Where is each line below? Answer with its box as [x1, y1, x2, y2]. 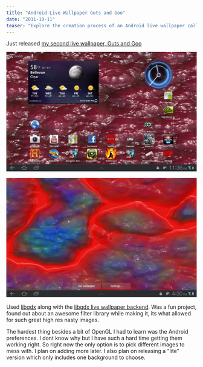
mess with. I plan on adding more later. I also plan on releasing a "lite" [6, 348, 180, 355]
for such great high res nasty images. [6, 316, 100, 324]
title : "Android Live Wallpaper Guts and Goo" [6, 10, 126, 16]
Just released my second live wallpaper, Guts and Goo [6, 40, 142, 47]
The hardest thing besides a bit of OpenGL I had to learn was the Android [6, 328, 188, 335]
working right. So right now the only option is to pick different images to [6, 341, 185, 348]
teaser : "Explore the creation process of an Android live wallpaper [6, 22, 185, 29]
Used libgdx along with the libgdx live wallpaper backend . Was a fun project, [6, 303, 197, 311]
